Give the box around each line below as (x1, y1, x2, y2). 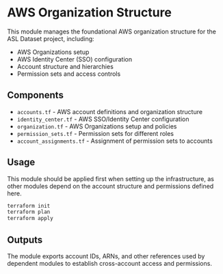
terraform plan (7, 208, 51, 216)
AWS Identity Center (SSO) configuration (16, 55, 132, 63)
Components (7, 90, 64, 101)
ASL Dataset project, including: (7, 34, 94, 42)
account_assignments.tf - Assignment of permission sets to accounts (16, 137, 213, 145)
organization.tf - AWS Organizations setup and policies (16, 122, 177, 131)
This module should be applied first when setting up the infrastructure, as (7, 174, 214, 182)
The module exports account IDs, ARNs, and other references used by (7, 252, 205, 260)
